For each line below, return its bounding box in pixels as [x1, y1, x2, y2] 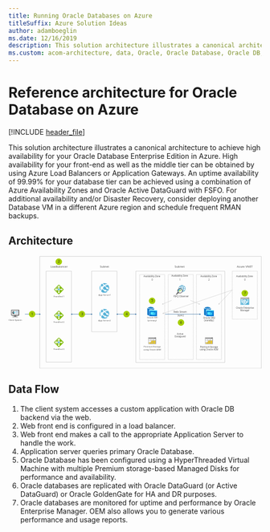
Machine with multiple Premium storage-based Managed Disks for [19, 463, 239, 473]
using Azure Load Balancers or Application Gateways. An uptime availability [8, 168, 260, 177]
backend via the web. [19, 412, 92, 422]
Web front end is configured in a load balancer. [19, 420, 176, 430]
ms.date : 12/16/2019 [8, 34, 78, 43]
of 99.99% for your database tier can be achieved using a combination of [8, 177, 252, 186]
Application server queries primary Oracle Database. [19, 446, 195, 456]
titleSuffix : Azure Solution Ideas [8, 19, 128, 27]
